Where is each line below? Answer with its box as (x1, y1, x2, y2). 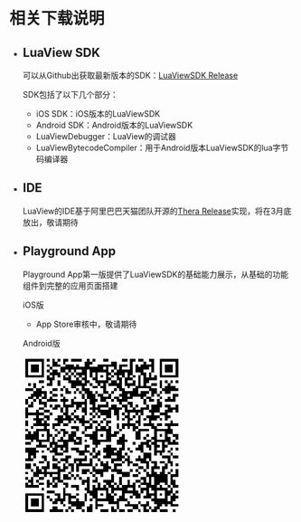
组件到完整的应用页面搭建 (22, 280, 118, 290)
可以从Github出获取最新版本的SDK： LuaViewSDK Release (22, 70, 239, 81)
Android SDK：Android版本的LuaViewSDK (35, 119, 193, 130)
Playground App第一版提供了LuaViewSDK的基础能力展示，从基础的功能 (22, 269, 289, 280)
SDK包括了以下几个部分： (22, 90, 119, 100)
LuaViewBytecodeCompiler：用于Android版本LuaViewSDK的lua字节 (35, 142, 289, 153)
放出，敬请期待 (22, 216, 79, 227)
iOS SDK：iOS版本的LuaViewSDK (35, 109, 161, 119)
